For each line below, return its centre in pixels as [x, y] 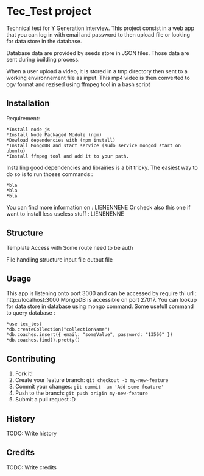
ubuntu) [16, 151]
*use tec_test [24, 324]
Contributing [31, 359]
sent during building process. [43, 59]
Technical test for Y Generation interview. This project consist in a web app [100, 28]
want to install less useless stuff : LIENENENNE [65, 214]
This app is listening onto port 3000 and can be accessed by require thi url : [101, 293]
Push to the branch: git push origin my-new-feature [81, 393]
